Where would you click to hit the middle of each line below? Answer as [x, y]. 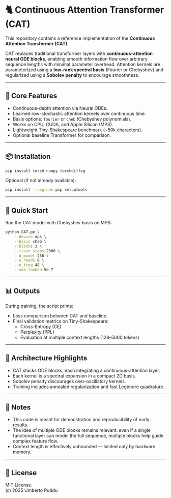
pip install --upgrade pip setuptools [46, 190]
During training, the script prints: [39, 306]
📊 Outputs [23, 291]
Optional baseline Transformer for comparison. [62, 135]
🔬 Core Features [31, 96]
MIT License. [19, 485]
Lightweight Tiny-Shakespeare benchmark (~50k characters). [77, 130]
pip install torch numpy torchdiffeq [45, 171]
